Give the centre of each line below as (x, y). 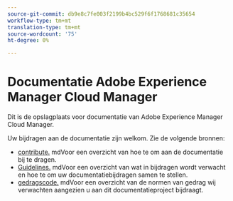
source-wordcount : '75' (43, 34)
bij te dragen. (37, 160)
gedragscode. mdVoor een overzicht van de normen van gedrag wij (117, 182)
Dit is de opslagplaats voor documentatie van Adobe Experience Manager (115, 117)
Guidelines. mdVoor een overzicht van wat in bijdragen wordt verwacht (121, 167)
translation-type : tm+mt (44, 27)
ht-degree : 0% (28, 41)
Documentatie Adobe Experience (107, 82)
